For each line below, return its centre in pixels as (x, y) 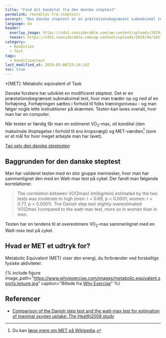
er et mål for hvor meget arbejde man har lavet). (54, 136)
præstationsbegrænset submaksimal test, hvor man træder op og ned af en (82, 98)
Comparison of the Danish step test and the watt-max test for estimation (86, 311)
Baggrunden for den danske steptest (63, 161)
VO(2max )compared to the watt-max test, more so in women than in (87, 209)
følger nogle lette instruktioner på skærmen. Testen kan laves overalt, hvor (81, 109)
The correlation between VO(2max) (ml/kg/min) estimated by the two (87, 193)
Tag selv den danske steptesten (38, 146)
